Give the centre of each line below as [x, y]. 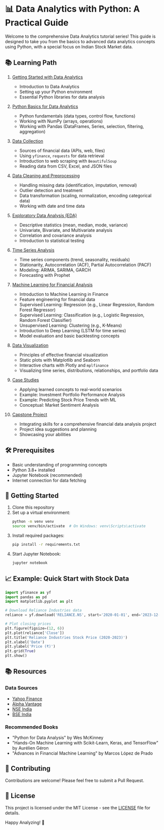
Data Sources [21, 688]
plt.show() [16, 656]
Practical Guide [37, 23]
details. [12, 813]
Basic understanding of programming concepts [60, 464]
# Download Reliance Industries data [43, 610]
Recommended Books [32, 727]
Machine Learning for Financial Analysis [52, 285]
